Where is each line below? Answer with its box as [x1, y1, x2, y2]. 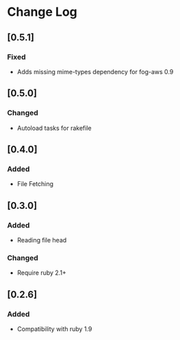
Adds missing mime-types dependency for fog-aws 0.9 [16, 67, 174, 76]
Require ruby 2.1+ [16, 269, 67, 277]
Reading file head [16, 236, 67, 244]
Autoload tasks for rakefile [16, 124, 92, 132]
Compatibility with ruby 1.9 [16, 324, 92, 333]
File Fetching [16, 180, 53, 188]
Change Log [7, 4, 77, 20]
